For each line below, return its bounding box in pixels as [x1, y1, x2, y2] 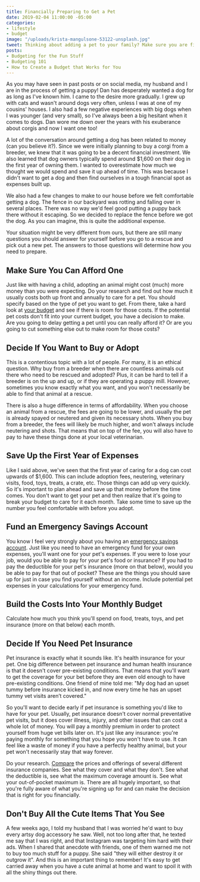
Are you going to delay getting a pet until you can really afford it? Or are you [6, 319, 192, 327]
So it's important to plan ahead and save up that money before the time [6, 485, 181, 492]
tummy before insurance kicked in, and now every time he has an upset [6, 686, 182, 693]
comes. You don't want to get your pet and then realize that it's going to [6, 492, 183, 499]
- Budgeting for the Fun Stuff [6, 53, 84, 59]
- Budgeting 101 [6, 58, 46, 64]
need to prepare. [6, 248, 48, 255]
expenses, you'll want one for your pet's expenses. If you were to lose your [6, 550, 190, 557]
